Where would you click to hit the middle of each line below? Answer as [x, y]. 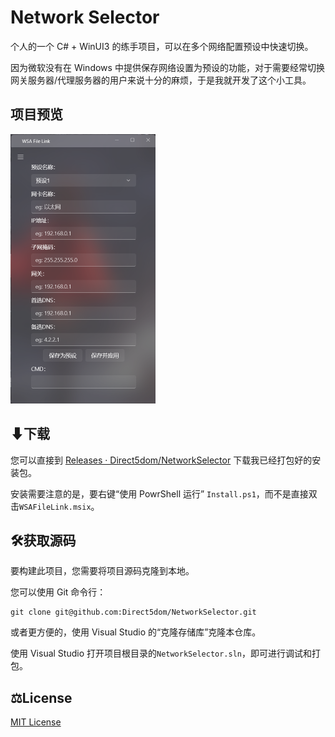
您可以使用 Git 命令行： [58, 592]
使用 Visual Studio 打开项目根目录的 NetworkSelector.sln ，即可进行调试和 [161, 653]
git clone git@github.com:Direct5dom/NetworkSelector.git [133, 612]
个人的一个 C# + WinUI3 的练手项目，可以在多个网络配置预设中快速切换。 [162, 46]
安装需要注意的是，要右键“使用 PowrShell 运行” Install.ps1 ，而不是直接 [159, 493]
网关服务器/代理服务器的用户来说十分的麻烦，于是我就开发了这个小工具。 [161, 80]
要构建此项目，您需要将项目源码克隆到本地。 [102, 571]
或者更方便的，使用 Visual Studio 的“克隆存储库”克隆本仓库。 [136, 632]
